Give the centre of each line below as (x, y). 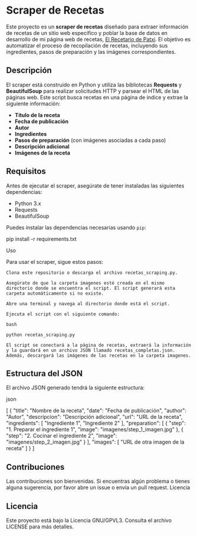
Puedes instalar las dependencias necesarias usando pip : (76, 227)
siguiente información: (33, 104)
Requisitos (26, 171)
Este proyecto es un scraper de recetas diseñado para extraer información (97, 27)
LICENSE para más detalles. (40, 527)
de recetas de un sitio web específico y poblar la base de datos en (87, 33)
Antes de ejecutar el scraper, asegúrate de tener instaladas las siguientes (95, 185)
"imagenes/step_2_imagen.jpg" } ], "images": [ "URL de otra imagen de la (95, 442)
